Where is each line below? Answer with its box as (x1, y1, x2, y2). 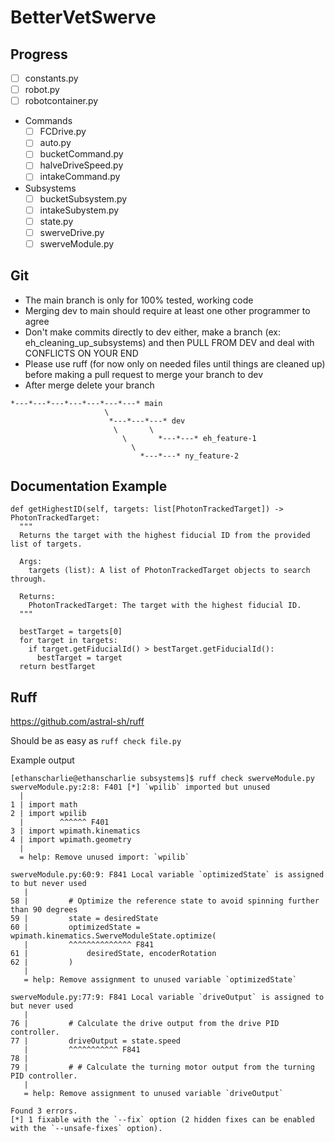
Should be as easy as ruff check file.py (10, 735, 182, 747)
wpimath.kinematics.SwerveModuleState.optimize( (10, 931, 217, 941)
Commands (24, 115, 73, 127)
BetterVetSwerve (10, 6, 157, 29)
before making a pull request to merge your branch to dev (24, 368, 264, 380)
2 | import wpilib (10, 809, 87, 819)
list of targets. (10, 539, 83, 550)
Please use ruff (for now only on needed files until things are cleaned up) (24, 357, 326, 370)
